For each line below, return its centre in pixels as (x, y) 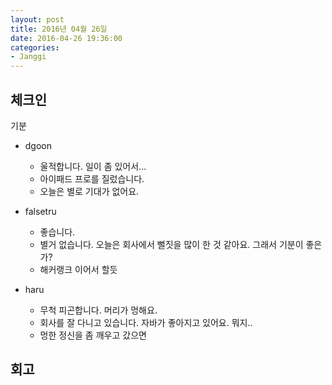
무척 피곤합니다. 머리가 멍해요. (98, 310)
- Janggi (28, 57)
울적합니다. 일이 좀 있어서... (93, 166)
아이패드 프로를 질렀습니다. (92, 178)
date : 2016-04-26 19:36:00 (66, 38)
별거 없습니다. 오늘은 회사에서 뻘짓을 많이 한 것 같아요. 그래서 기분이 (171, 244)
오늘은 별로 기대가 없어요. (89, 191)
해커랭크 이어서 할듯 (78, 269)
